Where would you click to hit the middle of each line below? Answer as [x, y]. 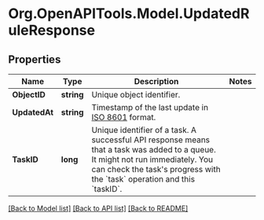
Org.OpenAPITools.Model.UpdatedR [129, 14]
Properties [35, 59]
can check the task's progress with [156, 169]
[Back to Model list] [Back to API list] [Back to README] [98, 208]
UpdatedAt [33, 112]
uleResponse [52, 30]
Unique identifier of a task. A [144, 130]
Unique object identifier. [136, 95]
